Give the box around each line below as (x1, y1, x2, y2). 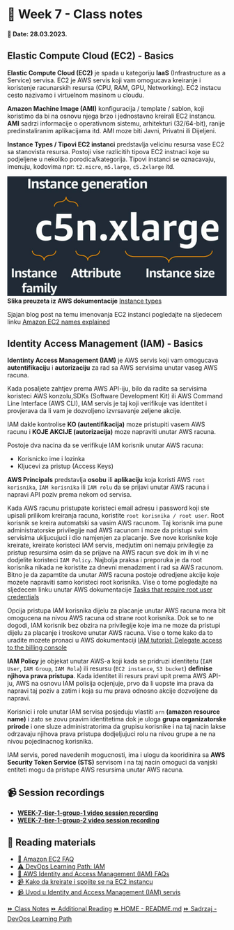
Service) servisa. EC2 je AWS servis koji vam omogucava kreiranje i (7, 76, 201, 84)
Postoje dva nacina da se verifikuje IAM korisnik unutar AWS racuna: (7, 441, 204, 449)
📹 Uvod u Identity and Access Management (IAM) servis (17, 888, 181, 897)
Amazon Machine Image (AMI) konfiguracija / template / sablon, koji (7, 104, 205, 112)
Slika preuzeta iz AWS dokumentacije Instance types (7, 297, 162, 305)
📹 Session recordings (7, 786, 104, 798)
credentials (7, 593, 40, 601)
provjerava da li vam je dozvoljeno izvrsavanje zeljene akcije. (7, 407, 182, 415)
